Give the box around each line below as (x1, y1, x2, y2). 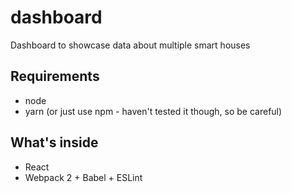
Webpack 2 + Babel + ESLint (24, 171, 143, 183)
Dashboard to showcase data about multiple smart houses (10, 39, 251, 51)
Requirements (10, 68, 100, 85)
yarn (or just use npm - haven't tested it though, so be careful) (24, 105, 283, 117)
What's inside (10, 134, 99, 151)
